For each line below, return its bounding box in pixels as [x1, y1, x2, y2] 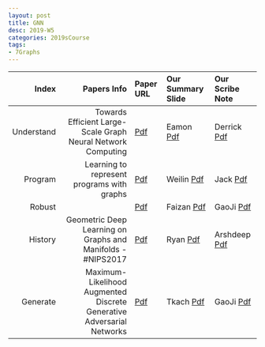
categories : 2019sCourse [8, 33, 90, 42]
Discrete [95, 296, 128, 307]
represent [91, 169, 128, 179]
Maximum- [85, 266, 128, 277]
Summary [166, 84, 204, 94]
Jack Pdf [214, 174, 248, 184]
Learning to [84, 159, 128, 170]
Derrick [214, 122, 242, 132]
